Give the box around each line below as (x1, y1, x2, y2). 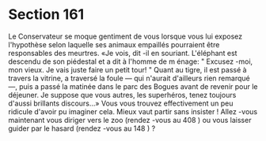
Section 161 (8, 6, 85, 24)
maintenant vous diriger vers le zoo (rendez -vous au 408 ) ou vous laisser (8, 115, 252, 124)
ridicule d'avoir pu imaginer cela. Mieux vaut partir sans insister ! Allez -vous (8, 106, 258, 116)
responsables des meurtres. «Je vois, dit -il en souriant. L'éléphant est (8, 48, 237, 58)
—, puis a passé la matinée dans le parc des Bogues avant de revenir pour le (8, 81, 258, 91)
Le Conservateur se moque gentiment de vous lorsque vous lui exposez (8, 32, 243, 41)
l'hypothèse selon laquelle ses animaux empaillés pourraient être (8, 39, 220, 49)
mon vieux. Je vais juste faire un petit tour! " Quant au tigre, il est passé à (8, 65, 247, 74)
